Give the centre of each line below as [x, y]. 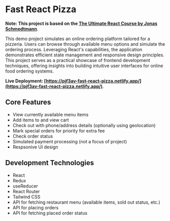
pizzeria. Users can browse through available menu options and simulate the [85, 44]
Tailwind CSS [26, 197]
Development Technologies [50, 163]
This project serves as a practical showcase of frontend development [78, 60]
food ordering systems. [30, 71]
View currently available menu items [50, 114]
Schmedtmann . [22, 28]
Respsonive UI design [35, 147]
